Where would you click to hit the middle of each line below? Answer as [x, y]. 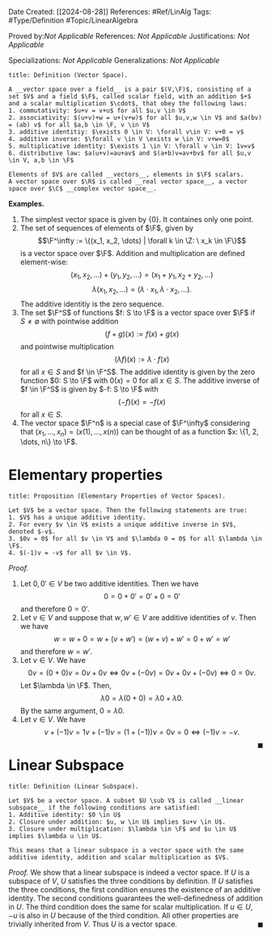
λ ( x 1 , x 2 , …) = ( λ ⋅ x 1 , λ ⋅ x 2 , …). [142, 290]
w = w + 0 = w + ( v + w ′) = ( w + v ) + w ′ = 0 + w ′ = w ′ [142, 639]
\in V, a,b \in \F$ [41, 160]
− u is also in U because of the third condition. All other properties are [123, 916]
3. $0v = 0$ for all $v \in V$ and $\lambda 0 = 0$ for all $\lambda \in [135, 539]
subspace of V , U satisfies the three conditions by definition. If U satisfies [131, 881]
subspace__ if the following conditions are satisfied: [104, 808]
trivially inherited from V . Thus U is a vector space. [93, 924]
